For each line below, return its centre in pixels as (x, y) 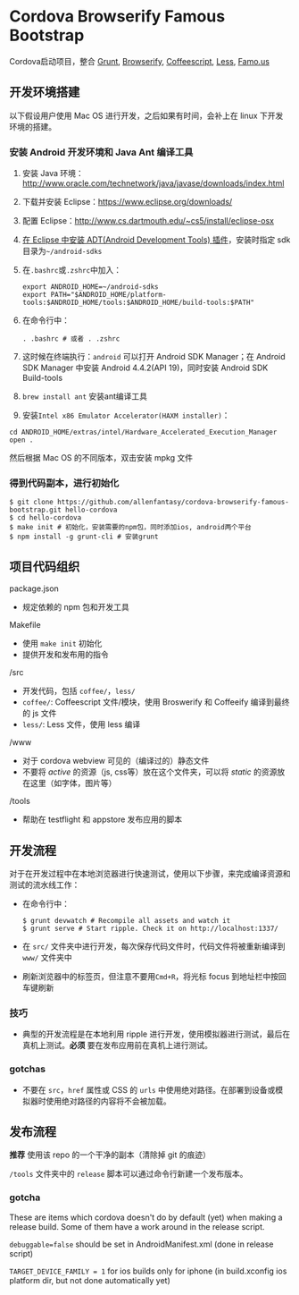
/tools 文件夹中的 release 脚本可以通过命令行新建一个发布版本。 (129, 1174)
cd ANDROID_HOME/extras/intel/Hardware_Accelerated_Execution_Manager (143, 432)
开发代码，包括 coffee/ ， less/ (79, 691)
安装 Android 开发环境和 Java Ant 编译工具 (101, 152)
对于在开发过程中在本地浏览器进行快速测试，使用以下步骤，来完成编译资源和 (150, 873)
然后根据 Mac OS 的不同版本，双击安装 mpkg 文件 (101, 458)
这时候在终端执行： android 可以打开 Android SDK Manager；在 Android (154, 357)
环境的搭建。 (33, 126)
